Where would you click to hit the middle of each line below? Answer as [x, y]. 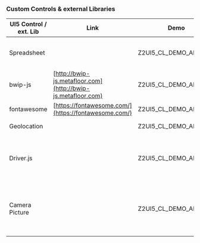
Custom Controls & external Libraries [61, 9]
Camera [20, 205]
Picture [19, 213]
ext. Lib [28, 31]
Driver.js [21, 158]
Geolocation [26, 127]
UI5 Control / [28, 24]
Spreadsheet [27, 53]
